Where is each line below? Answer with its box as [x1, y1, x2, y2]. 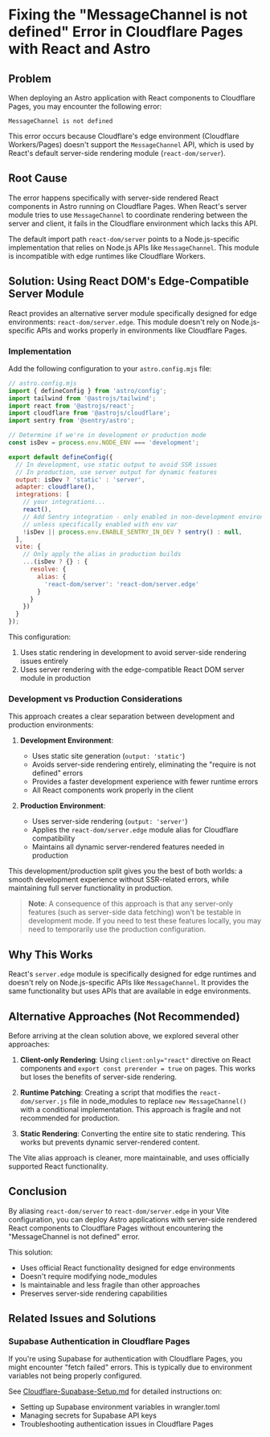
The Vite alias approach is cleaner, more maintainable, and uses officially [8, 1152, 250, 1162]
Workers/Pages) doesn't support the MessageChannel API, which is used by [8, 140, 255, 149]
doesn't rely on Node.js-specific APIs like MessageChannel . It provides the [8, 978, 249, 988]
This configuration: [8, 633, 71, 642]
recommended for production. [19, 1113, 121, 1123]
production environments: [8, 720, 94, 730]
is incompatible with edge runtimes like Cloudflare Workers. [8, 251, 207, 260]
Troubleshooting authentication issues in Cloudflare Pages [19, 1419, 214, 1429]
